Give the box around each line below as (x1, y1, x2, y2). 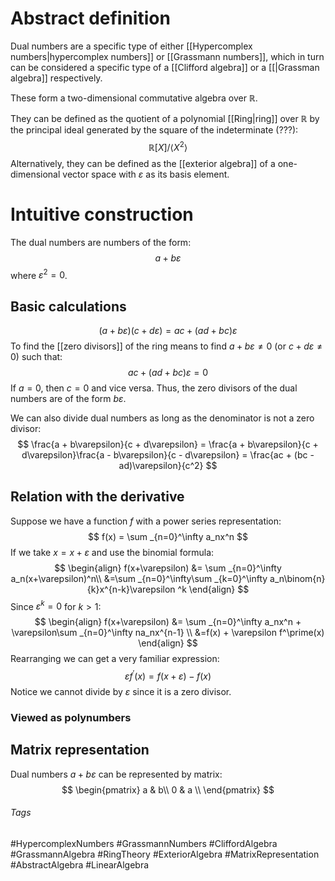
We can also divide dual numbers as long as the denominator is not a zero (10, 412, 315, 424)
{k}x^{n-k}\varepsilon (86, 583, 176, 595)
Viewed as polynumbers (10, 711, 132, 725)
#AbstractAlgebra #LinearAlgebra (10, 859, 150, 871)
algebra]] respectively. (10, 72, 103, 84)
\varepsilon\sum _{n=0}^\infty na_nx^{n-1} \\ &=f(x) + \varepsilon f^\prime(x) (11, 627, 325, 639)
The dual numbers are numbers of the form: (10, 236, 192, 248)
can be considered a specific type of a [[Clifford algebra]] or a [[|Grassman (10, 61, 320, 73)
